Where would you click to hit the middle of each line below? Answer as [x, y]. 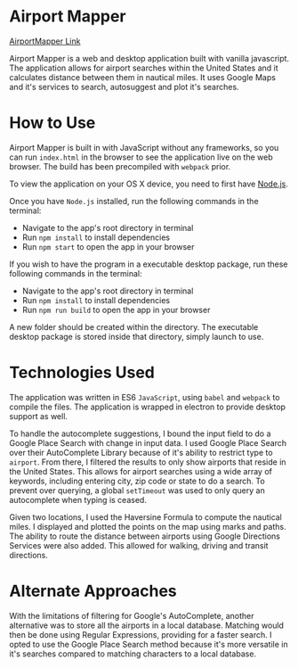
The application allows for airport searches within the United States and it [144, 68]
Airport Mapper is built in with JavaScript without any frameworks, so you [144, 147]
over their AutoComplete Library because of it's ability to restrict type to [141, 452]
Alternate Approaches [93, 591]
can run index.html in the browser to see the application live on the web [141, 157]
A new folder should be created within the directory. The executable [134, 326]
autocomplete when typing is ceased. [78, 499]
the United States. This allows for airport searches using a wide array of [141, 471]
